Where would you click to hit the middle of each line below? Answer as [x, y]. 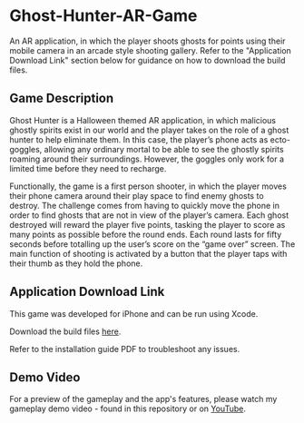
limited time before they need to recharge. [88, 168]
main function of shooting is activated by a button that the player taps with [148, 253]
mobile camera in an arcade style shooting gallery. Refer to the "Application [151, 50]
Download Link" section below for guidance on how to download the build [147, 60]
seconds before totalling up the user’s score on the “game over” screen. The [152, 244]
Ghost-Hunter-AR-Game [103, 16]
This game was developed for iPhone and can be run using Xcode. [134, 313]
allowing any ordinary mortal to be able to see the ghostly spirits [164, 149]
